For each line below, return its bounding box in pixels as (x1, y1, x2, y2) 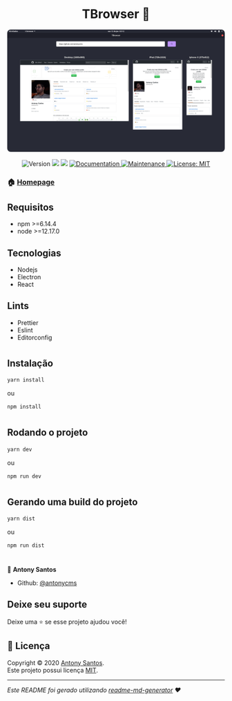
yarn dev (7, 446, 32, 453)
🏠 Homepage (7, 178, 55, 187)
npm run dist (7, 542, 45, 549)
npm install (7, 404, 41, 411)
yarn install (7, 377, 45, 384)
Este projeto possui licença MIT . (7, 666, 99, 674)
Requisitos (7, 201, 54, 213)
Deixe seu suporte (7, 599, 88, 610)
